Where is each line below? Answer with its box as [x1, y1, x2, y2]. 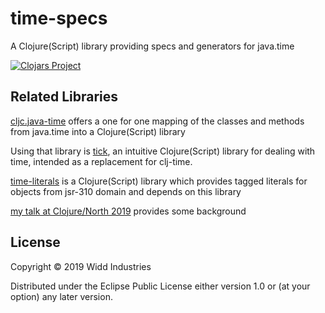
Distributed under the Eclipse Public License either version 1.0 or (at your [10, 280, 311, 292]
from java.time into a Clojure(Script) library [10, 125, 186, 137]
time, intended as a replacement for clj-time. [10, 155, 193, 167]
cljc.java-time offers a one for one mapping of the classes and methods [10, 115, 305, 127]
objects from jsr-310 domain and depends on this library [10, 185, 242, 197]
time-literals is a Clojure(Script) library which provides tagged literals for [10, 175, 308, 187]
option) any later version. [10, 290, 113, 302]
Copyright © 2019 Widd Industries [10, 260, 152, 272]
